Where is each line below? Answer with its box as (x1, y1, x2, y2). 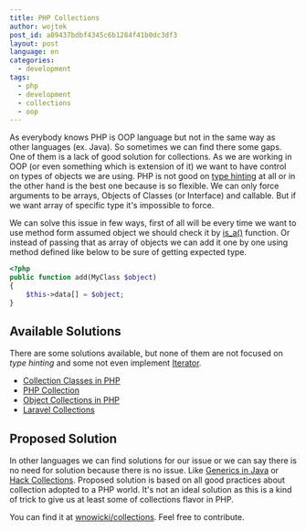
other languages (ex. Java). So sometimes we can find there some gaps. (9, 142, 282, 153)
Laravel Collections (22, 404, 96, 416)
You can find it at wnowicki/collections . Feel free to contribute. (9, 512, 245, 523)
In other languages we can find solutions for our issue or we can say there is (9, 455, 297, 466)
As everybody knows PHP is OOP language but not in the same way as (9, 132, 276, 143)
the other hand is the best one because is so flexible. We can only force (9, 180, 280, 192)
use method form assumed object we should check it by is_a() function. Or (9, 228, 290, 239)
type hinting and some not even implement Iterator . (9, 357, 202, 368)
